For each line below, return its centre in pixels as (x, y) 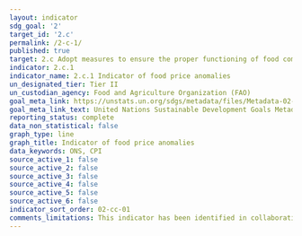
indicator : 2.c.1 (42, 68)
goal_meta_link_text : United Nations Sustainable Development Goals (140, 109)
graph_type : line (42, 135)
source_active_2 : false (54, 168)
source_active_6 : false (54, 201)
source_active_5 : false (54, 193)
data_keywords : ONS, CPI (56, 151)
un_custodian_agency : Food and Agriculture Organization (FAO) (130, 92)
